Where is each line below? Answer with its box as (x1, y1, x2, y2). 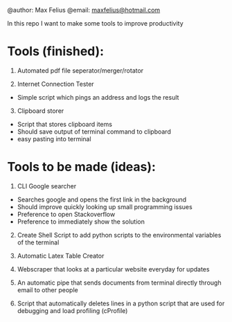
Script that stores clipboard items (17, 120, 113, 128)
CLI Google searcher (17, 181, 77, 190)
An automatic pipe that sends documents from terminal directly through (17, 278, 222, 287)
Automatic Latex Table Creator (17, 251, 105, 260)
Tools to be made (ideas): (7, 159, 156, 175)
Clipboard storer (17, 107, 64, 115)
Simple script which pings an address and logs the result (17, 93, 179, 101)
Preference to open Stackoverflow (17, 210, 116, 218)
